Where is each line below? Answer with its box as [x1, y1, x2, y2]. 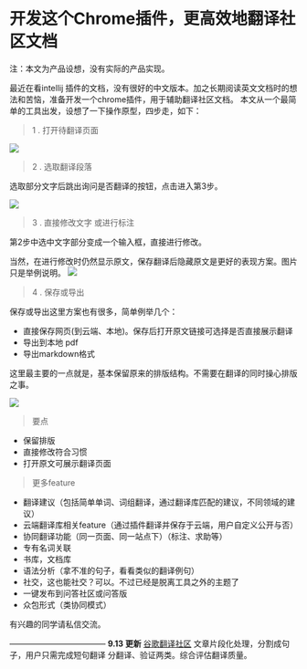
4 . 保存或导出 [31, 287, 85, 298]
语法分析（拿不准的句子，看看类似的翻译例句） [22, 565, 199, 576]
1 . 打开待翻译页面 [31, 124, 99, 135]
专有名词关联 [22, 542, 71, 553]
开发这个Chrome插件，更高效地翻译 [9, 8, 281, 29]
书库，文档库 [22, 553, 71, 564]
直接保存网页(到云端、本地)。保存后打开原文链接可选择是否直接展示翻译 [22, 325, 294, 336]
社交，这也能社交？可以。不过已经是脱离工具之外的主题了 [22, 576, 239, 587]
